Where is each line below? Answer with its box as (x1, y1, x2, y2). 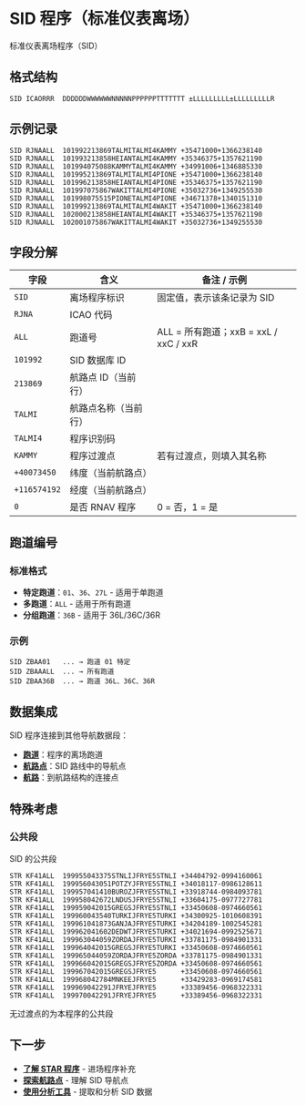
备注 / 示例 (201, 274, 248, 287)
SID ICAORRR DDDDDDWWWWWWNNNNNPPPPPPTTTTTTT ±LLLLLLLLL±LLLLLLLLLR (9, 94, 275, 103)
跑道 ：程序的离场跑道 (22, 749, 103, 761)
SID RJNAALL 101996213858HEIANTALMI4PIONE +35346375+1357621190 (9, 178, 262, 187)
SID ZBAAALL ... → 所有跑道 (9, 667, 115, 677)
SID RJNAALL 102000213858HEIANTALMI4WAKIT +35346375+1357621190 (9, 210, 262, 219)
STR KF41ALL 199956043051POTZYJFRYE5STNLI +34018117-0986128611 (9, 879, 262, 888)
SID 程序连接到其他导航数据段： (9, 730, 129, 741)
